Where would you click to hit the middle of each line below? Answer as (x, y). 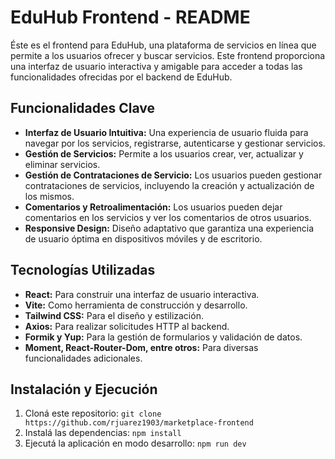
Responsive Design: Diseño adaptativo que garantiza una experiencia (169, 228)
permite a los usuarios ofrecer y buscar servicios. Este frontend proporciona (168, 55)
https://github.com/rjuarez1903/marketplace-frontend (139, 423)
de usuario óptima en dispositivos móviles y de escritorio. (143, 238)
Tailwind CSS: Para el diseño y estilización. (114, 315)
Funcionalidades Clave (83, 108)
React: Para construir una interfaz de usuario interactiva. (142, 294)
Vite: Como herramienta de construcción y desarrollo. (136, 305)
